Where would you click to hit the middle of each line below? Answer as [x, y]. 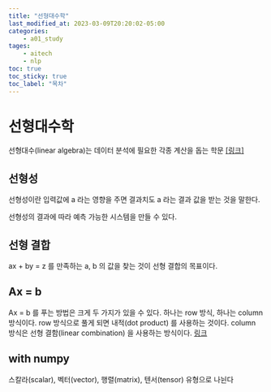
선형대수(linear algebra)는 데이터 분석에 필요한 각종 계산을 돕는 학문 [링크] [127, 150]
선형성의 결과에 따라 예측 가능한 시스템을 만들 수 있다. [92, 217]
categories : [28, 31]
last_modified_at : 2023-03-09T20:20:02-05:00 [86, 24]
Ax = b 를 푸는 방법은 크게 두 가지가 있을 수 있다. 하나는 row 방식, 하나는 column [136, 312]
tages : [19, 46]
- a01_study [43, 39]
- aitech [38, 54]
